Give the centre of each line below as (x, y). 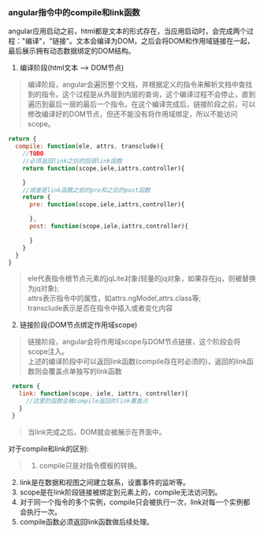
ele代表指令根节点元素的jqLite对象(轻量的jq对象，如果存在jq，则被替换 (141, 279)
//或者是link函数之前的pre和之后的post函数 (87, 190)
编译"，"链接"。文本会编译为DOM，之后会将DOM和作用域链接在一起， (139, 41)
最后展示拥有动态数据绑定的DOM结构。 (72, 51)
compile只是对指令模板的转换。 (90, 465)
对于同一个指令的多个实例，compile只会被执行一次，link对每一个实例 (131, 502)
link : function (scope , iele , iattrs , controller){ (104, 394)
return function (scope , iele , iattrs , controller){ (104, 168)
